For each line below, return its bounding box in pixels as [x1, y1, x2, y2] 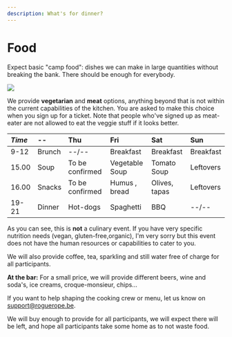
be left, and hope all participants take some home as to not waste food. [7, 322, 209, 330]
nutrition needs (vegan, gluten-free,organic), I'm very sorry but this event [7, 231, 216, 239]
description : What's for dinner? [7, 10, 104, 17]
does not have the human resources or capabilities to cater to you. [7, 239, 196, 247]
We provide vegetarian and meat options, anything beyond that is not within [7, 96, 225, 104]
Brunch [37, 147, 61, 156]
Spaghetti [110, 202, 142, 212]
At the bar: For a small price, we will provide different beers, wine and [7, 273, 206, 281]
